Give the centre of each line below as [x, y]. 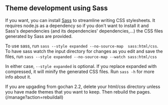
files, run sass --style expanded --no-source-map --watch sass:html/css [81, 56]
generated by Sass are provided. [39, 36]
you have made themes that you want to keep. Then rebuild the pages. [78, 91]
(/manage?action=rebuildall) [34, 97]
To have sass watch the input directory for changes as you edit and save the [84, 51]
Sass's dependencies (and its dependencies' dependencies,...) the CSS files [84, 31]
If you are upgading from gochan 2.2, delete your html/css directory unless [83, 86]
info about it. [18, 76]
